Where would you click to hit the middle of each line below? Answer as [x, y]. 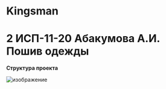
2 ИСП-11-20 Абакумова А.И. [83, 39]
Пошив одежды [48, 51]
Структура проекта [32, 68]
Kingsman [32, 11]
